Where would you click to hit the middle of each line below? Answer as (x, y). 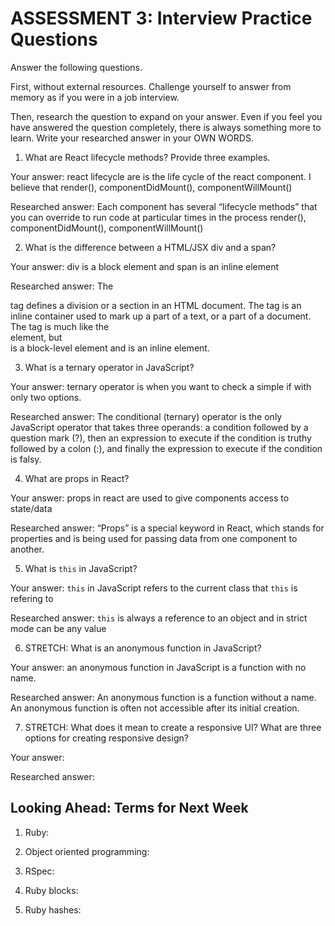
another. (27, 549)
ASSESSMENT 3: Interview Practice (161, 18)
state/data (31, 508)
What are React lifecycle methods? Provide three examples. (147, 157)
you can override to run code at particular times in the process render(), (158, 217)
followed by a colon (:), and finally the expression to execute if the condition (166, 448)
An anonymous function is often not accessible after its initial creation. (155, 708)
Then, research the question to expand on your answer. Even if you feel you (166, 116)
